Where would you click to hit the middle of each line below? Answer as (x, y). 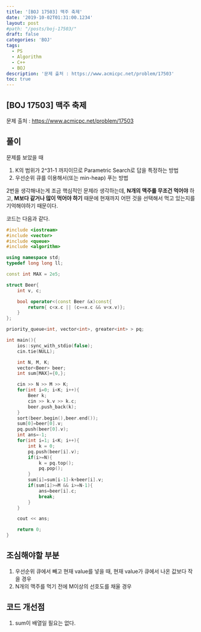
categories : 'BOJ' (29, 40)
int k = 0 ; (42, 446)
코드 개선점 (26, 607)
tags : (13, 46)
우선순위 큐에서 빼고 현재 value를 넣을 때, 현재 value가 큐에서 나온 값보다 (101, 571)
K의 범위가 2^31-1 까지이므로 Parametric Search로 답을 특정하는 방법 (97, 170)
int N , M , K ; (33, 362)
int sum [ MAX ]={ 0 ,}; (42, 374)
